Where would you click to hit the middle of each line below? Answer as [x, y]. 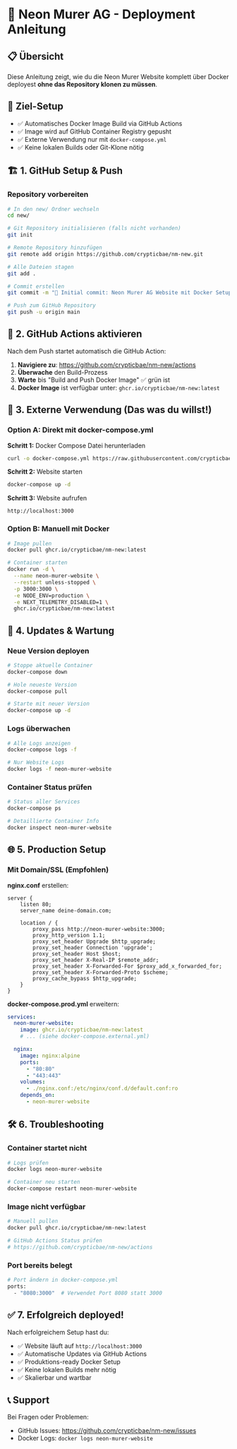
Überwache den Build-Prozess [62, 372]
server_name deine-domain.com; [66, 910]
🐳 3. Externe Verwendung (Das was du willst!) [110, 410]
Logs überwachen [39, 728]
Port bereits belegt [40, 1265]
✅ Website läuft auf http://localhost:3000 [80, 1346]
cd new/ [19, 216]
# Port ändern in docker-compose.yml [63, 1280]
